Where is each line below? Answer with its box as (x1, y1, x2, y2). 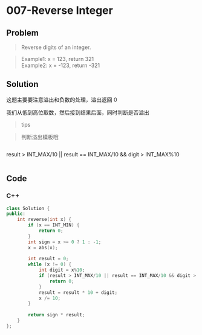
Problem (6, 28, 39, 38)
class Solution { (6, 205, 50, 211)
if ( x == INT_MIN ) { (28, 222, 80, 228)
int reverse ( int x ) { (17, 217, 71, 223)
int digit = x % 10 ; (38, 267, 85, 273)
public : (6, 211, 26, 217)
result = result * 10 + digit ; (38, 289, 118, 296)
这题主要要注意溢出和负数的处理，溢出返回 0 (6, 96, 117, 103)
